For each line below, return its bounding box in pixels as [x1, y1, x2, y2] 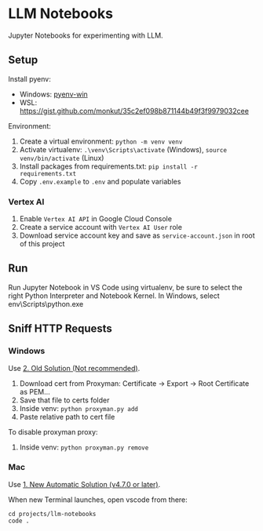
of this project [19, 239, 65, 249]
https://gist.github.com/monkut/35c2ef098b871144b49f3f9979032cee [19, 106, 250, 115]
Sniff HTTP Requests [8, 322, 112, 336]
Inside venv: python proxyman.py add [19, 403, 139, 413]
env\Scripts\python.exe [8, 299, 84, 308]
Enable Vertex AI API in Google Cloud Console [19, 214, 173, 224]
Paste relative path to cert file [19, 412, 115, 421]
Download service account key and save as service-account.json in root [19, 231, 255, 240]
